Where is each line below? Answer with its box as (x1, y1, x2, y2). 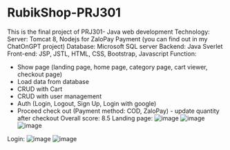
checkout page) (17, 70, 63, 78)
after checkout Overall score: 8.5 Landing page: (17, 114, 153, 122)
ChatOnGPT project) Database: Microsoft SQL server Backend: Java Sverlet (7, 42, 223, 50)
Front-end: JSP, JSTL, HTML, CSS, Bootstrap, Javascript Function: (7, 50, 197, 58)
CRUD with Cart (17, 85, 63, 93)
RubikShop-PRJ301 (7, 5, 121, 21)
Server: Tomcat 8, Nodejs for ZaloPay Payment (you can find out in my (7, 34, 208, 43)
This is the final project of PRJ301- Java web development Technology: (7, 28, 211, 36)
